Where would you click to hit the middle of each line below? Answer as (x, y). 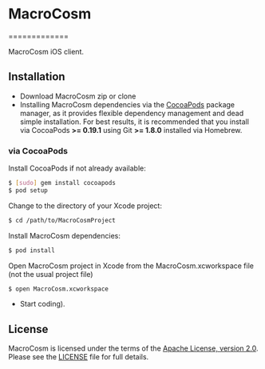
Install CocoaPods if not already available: (77, 168)
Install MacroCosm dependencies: (65, 235)
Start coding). (42, 304)
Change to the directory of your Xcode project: (85, 206)
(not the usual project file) (51, 274)
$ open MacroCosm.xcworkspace (59, 289)
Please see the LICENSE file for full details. (79, 357)
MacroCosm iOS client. (46, 51)
